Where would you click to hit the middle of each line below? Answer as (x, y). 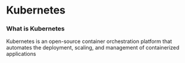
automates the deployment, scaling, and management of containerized (93, 48)
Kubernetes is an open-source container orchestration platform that (89, 41)
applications (21, 54)
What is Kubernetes (35, 29)
